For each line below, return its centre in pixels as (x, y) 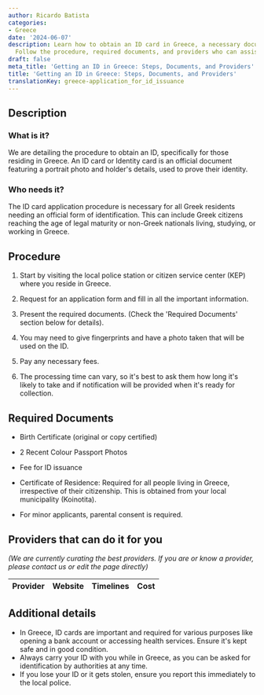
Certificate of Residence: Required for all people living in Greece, (125, 483)
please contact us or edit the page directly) (78, 566)
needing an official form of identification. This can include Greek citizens (126, 215)
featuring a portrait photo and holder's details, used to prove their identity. (128, 169)
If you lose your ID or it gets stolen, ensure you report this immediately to (137, 674)
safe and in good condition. (64, 649)
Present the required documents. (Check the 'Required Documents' (128, 314)
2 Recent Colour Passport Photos (73, 452)
